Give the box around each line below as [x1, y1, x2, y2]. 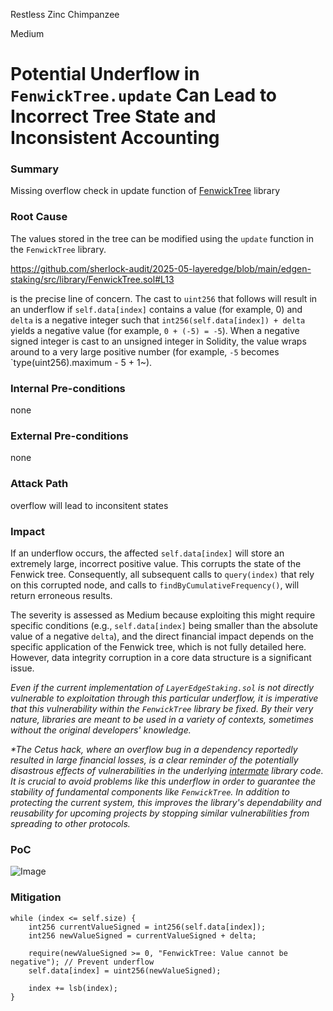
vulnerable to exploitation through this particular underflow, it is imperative [10, 692, 319, 704]
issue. [10, 662, 35, 674]
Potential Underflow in [10, 63, 200, 86]
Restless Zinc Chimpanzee [10, 9, 120, 20]
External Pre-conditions [10, 429, 129, 443]
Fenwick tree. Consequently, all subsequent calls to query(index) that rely [10, 568, 315, 580]
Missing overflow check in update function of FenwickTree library [10, 185, 281, 197]
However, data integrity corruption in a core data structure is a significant [10, 651, 312, 663]
